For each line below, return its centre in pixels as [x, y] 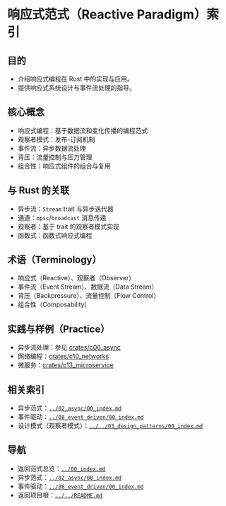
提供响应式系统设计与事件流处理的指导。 [76, 88]
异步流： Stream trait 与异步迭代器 [66, 209]
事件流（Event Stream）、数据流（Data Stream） [88, 287]
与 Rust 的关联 [38, 191]
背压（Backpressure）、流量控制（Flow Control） [89, 296]
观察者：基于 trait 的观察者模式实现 [69, 226]
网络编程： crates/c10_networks [63, 356]
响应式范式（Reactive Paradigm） [107, 15]
